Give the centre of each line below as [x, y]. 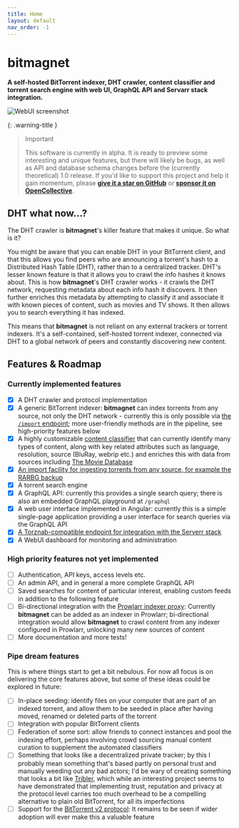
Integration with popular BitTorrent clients [79, 724]
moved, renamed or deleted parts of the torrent [87, 716]
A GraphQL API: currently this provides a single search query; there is [120, 493]
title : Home [25, 14]
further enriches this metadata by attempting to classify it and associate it [116, 298]
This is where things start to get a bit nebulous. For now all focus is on [111, 672]
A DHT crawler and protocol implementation [82, 400]
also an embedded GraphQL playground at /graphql [94, 501]
